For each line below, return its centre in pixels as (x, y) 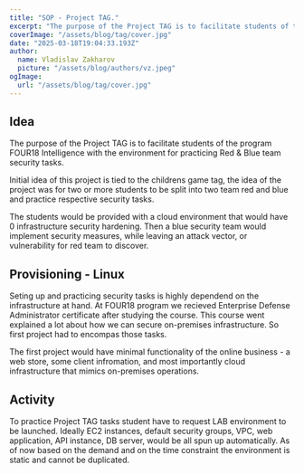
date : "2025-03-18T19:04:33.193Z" (75, 43)
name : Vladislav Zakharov (66, 60)
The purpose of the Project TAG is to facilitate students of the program (141, 143)
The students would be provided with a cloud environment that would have (149, 217)
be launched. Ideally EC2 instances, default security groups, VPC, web (141, 431)
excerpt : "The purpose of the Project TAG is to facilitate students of (149, 26)
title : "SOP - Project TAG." (64, 18)
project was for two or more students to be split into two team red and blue (149, 190)
